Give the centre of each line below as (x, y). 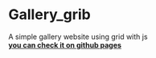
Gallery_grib (49, 15)
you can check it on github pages (65, 44)
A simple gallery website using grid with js (78, 37)
